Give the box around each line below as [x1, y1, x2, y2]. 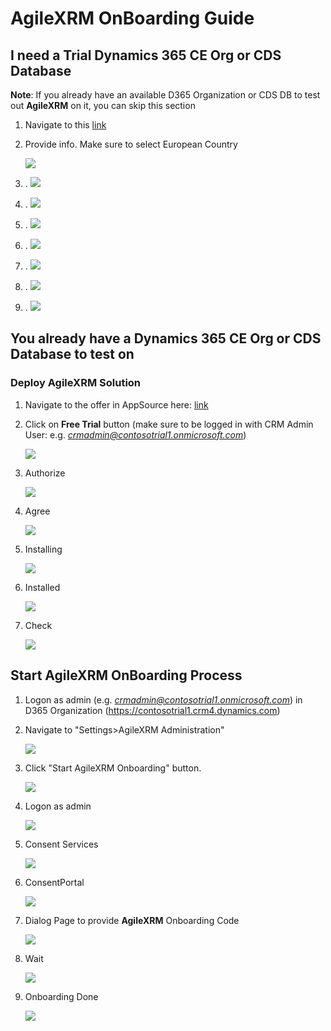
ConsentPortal [24, 876, 85, 888]
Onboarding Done [24, 990, 99, 1002]
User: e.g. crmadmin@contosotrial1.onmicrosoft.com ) [24, 428, 247, 441]
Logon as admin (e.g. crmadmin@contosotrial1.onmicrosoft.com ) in [24, 693, 303, 706]
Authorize [24, 467, 66, 479]
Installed [24, 581, 61, 593]
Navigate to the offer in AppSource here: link [24, 398, 209, 411]
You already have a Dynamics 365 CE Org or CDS [10, 330, 322, 347]
